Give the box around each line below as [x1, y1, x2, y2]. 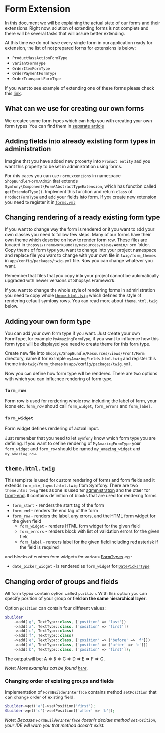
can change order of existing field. [5, 694, 75, 700]
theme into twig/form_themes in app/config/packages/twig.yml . [5, 361, 132, 367]
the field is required [19, 544, 59, 550]
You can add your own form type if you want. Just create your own [5, 330, 140, 336]
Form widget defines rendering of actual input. [5, 425, 99, 431]
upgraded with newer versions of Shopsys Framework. [5, 278, 116, 284]
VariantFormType [12, 61, 46, 66]
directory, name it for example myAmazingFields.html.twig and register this [5, 356, 156, 362]
